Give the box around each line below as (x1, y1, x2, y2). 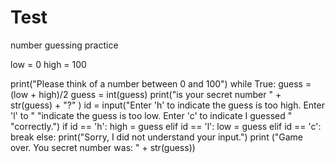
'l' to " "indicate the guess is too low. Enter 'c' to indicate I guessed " (10, 109, 293, 121)
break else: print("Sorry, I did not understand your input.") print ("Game (10, 131, 304, 143)
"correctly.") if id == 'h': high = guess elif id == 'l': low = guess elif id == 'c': (10, 120, 322, 132)
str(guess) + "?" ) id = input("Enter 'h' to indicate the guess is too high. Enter (10, 99, 325, 111)
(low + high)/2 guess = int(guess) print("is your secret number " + (10, 88, 282, 100)
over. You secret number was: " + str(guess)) (10, 141, 196, 153)
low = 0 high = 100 (10, 58, 87, 70)
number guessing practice (10, 39, 119, 51)
